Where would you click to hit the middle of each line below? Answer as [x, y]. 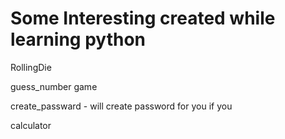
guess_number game [54, 86]
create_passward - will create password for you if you [121, 106]
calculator [31, 125]
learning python [78, 39]
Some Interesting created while [143, 18]
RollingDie [31, 67]
